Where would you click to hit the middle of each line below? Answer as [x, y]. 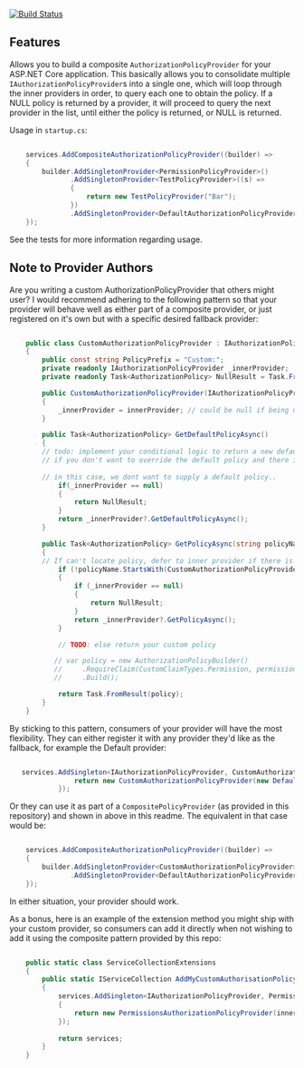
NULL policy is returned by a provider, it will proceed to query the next [140, 102]
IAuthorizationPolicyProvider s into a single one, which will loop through [146, 83]
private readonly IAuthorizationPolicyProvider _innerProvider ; [166, 369]
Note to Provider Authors [81, 268]
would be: [28, 826]
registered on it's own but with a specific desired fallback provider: [134, 318]
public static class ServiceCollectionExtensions [121, 962]
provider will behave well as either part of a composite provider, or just [141, 309]
